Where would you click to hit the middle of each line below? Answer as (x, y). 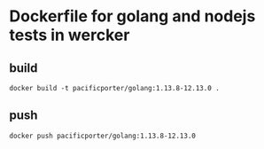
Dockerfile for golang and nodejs (132, 16)
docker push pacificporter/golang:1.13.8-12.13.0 (103, 136)
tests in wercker (70, 35)
